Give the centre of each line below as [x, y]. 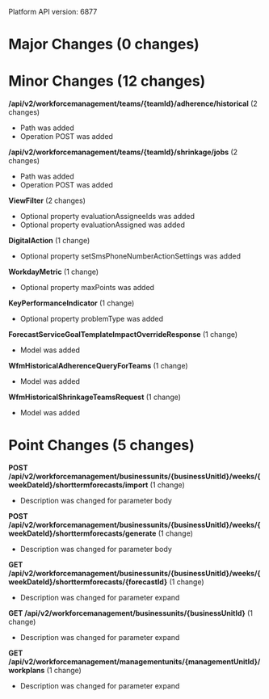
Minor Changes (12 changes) [107, 81]
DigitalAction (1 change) [49, 241]
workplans [27, 671]
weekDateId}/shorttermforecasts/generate [82, 533]
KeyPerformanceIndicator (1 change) [71, 303]
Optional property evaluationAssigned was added [103, 225]
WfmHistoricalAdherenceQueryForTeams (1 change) [98, 366]
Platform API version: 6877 [53, 12]
